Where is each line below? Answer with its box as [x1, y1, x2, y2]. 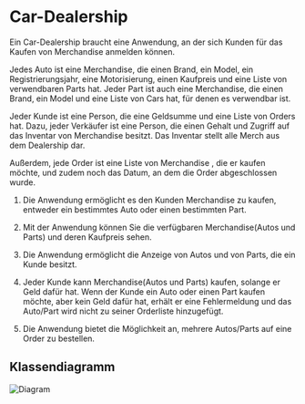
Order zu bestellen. [22, 333, 96, 344]
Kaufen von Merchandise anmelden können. [9, 46, 176, 57]
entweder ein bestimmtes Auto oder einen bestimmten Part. [22, 203, 248, 215]
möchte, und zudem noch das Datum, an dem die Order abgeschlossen [9, 167, 278, 178]
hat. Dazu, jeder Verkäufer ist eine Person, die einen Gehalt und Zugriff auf [9, 120, 290, 131]
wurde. [9, 176, 36, 188]
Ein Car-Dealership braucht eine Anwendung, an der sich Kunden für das [9, 36, 283, 47]
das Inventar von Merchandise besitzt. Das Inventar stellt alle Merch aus [9, 129, 280, 140]
